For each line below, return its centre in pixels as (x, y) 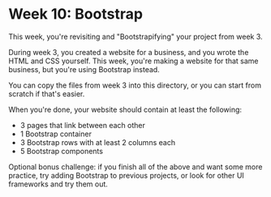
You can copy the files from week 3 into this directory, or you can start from (135, 85)
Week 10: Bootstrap (76, 14)
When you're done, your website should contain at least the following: (125, 109)
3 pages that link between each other (83, 125)
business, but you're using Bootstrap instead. (84, 69)
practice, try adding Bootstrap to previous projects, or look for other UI (127, 175)
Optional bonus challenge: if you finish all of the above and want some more (135, 166)
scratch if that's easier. (47, 93)
